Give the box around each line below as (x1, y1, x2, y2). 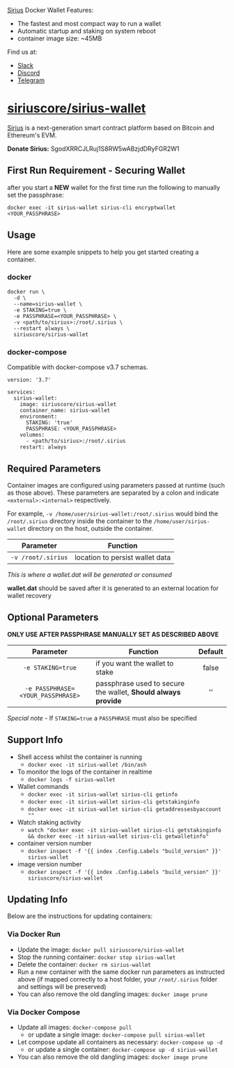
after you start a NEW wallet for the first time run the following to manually (7, 183, 221, 191)
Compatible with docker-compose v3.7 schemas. (7, 363, 148, 372)
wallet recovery (7, 591, 52, 599)
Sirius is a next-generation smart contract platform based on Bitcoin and (7, 123, 214, 132)
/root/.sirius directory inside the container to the (7, 516, 153, 525)
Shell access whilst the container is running (17, 753, 143, 761)
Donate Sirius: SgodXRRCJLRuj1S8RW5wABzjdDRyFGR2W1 (7, 144, 180, 153)
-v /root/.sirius (10, 553, 68, 561)
